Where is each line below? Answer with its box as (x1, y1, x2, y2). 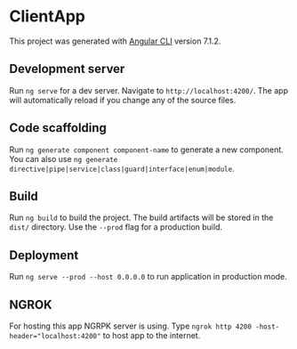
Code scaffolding (9, 120, 107, 135)
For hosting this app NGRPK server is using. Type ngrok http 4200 (9, 321, 252, 331)
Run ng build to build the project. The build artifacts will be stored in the (9, 212, 274, 223)
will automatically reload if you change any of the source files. (9, 94, 237, 105)
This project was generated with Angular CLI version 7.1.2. (9, 36, 221, 46)
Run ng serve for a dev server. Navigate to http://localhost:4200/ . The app (9, 85, 289, 95)
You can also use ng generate (9, 153, 118, 164)
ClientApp (9, 6, 86, 27)
